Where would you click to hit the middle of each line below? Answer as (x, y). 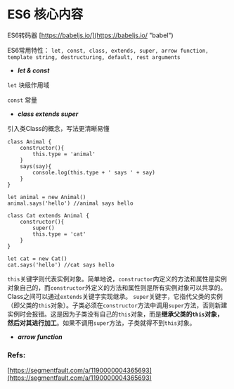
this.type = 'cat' (59, 234)
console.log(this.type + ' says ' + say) (94, 172)
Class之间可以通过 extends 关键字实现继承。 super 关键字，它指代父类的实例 (115, 296)
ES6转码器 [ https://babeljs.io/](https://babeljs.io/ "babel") (90, 35)
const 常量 (22, 100)
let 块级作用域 (28, 84)
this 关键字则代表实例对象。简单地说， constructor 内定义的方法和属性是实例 (117, 279)
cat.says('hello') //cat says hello (61, 264)
